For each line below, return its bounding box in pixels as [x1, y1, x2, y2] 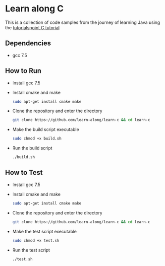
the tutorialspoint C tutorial [5, 24, 60, 30]
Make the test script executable [12, 228, 77, 234]
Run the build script [12, 145, 53, 151]
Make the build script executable [12, 127, 79, 133]
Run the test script [12, 247, 51, 253]
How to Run [5, 66, 42, 75]
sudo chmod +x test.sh [12, 238, 59, 243]
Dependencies [5, 39, 51, 48]
